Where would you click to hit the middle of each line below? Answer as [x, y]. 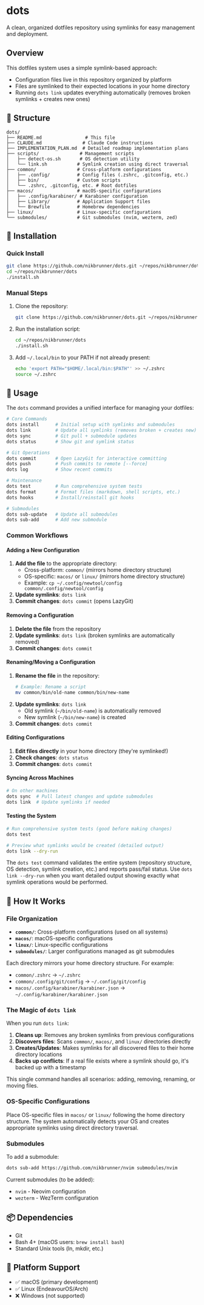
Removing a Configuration [40, 615]
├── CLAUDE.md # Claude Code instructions [80, 143]
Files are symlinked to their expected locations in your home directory [102, 86]
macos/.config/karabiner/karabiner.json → [70, 988]
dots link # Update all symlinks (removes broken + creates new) [102, 431]
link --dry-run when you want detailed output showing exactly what [93, 876]
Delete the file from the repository [58, 628]
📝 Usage [22, 393]
